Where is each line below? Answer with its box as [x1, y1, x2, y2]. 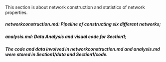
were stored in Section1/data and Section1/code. [5, 51, 108, 57]
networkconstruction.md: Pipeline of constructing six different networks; [5, 21, 161, 27]
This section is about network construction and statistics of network [5, 4, 145, 10]
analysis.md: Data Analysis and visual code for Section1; [5, 33, 127, 39]
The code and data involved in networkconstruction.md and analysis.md [5, 46, 161, 52]
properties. [5, 9, 28, 15]
